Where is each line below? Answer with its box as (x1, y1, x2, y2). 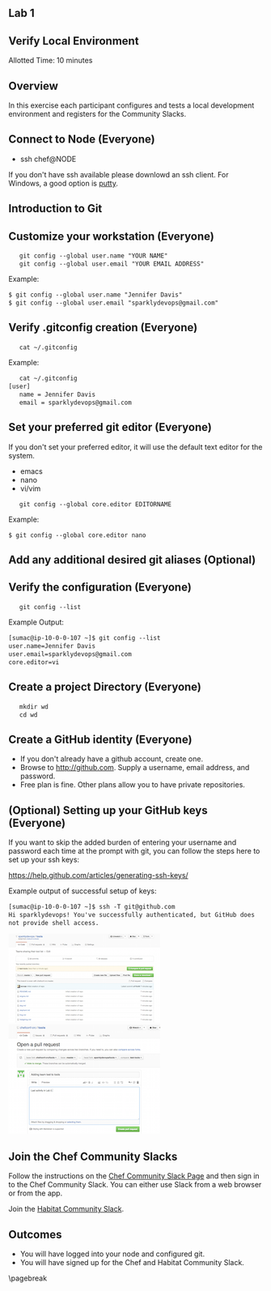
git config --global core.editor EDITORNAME (19, 500, 172, 509)
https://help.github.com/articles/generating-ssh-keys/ (8, 871, 188, 880)
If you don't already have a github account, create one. (19, 754, 204, 764)
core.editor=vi (8, 658, 60, 667)
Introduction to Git (8, 202, 103, 215)
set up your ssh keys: (8, 854, 79, 865)
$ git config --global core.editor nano (8, 530, 147, 539)
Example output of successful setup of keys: (8, 886, 157, 896)
